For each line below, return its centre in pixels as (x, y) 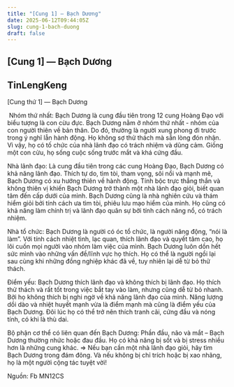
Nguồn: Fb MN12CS (36, 376)
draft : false (26, 33)
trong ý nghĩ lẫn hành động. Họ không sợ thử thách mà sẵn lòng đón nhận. (114, 138)
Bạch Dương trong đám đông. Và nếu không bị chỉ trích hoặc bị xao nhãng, (115, 355)
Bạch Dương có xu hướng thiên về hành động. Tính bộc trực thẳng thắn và (114, 181)
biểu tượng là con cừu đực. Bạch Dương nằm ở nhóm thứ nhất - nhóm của (113, 123)
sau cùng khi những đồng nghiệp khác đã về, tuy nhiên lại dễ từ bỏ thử (109, 261)
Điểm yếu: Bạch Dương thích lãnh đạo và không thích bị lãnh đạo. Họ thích (114, 282)
